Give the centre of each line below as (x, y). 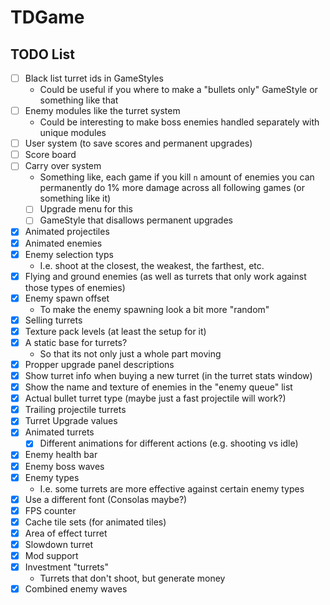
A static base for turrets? (76, 342)
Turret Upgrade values (71, 421)
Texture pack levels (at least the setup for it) (115, 331)
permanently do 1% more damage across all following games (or (172, 188)
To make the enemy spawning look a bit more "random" (154, 309)
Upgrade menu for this (86, 209)
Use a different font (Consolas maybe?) (106, 499)
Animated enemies (63, 243)
